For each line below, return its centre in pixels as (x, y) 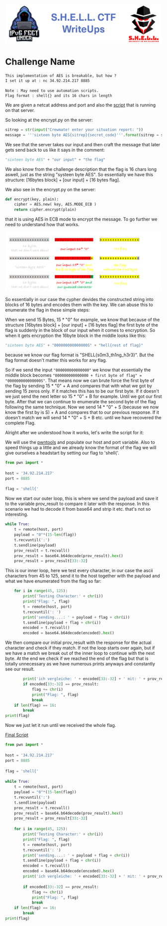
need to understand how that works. (42, 225)
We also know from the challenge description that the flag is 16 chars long (81, 169)
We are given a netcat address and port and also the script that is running (81, 105)
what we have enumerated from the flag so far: (53, 581)
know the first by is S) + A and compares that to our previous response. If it (82, 412)
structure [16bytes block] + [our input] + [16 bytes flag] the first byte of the (82, 325)
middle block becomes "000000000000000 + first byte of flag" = (74, 375)
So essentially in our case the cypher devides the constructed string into (80, 300)
